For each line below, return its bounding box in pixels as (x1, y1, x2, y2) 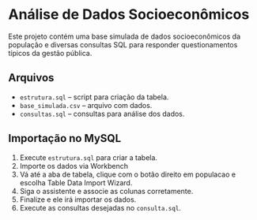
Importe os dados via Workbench (19, 161, 129, 170)
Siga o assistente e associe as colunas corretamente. (19, 186, 194, 196)
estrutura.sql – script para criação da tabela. (19, 92, 169, 102)
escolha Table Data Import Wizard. (19, 177, 133, 187)
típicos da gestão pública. (8, 48, 93, 58)
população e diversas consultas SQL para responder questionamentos (8, 39, 238, 49)
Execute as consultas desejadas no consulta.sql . (19, 203, 182, 212)
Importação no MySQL (8, 132, 122, 145)
